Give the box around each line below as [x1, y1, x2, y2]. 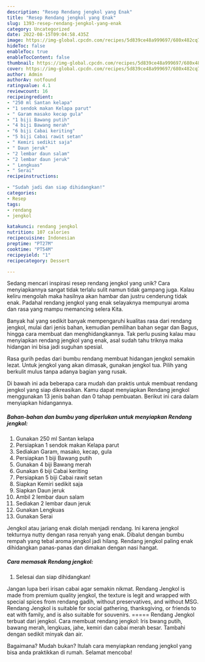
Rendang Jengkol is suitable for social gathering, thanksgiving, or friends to [7, 605, 196, 612]
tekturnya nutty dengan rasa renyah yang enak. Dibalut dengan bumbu [7, 531, 184, 538]
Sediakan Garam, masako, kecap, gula [15, 448, 112, 455]
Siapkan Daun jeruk [15, 487, 65, 494]
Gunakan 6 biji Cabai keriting [15, 468, 88, 475]
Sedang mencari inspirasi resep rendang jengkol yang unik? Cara [7, 280, 170, 287]
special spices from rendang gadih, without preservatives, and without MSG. [7, 598, 199, 605]
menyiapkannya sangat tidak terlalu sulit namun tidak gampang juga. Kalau [7, 286, 194, 293]
